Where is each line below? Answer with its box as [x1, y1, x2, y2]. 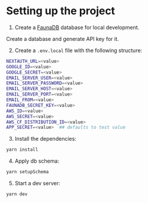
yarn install [6, 147, 38, 153]
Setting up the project [6, 4, 115, 18]
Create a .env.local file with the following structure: [14, 46, 143, 54]
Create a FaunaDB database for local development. [14, 24, 140, 31]
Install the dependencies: [14, 135, 77, 142]
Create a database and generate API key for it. [6, 35, 120, 42]
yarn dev [6, 191, 28, 197]
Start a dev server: [14, 180, 60, 187]
